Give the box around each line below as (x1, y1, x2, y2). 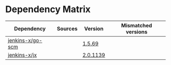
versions (126, 28, 148, 35)
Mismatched (121, 22, 153, 29)
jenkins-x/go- (8, 37, 42, 44)
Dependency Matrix (5, 4, 91, 15)
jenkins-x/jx (8, 51, 37, 58)
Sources (56, 25, 78, 32)
